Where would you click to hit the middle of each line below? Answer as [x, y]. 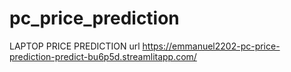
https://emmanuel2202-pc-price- [211, 46]
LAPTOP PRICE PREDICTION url [75, 46]
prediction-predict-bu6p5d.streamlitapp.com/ [103, 56]
